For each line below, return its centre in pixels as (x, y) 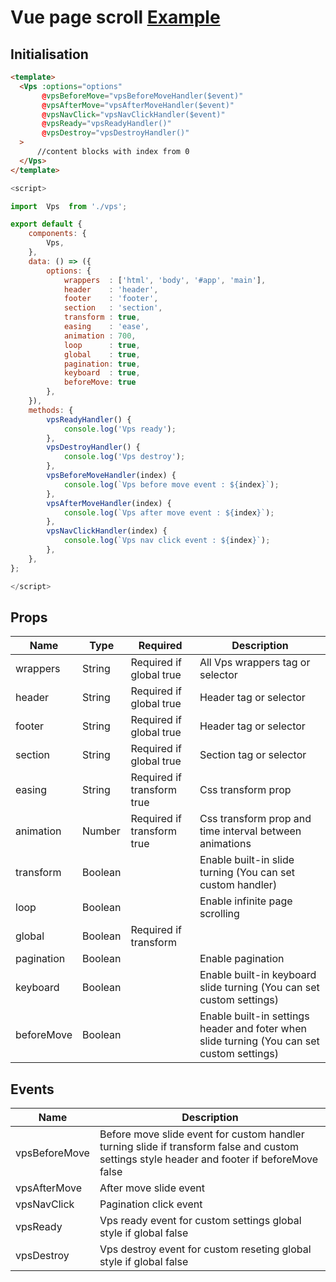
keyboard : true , (102, 373)
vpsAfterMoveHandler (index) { (109, 503)
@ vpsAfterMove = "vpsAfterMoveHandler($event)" (138, 105)
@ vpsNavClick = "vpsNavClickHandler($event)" (133, 114)
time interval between (250, 831)
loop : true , (102, 345)
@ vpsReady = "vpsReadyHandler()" (106, 124)
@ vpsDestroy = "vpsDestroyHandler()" (115, 133)
